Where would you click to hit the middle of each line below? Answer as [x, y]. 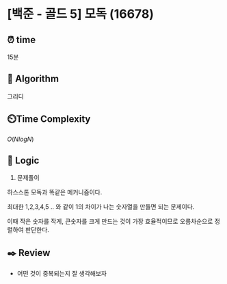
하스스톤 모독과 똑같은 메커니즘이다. [55, 192]
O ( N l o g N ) [21, 139]
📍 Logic [23, 160]
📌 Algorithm [33, 79]
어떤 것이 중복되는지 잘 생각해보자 [62, 274]
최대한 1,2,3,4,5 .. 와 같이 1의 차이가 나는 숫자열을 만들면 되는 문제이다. [101, 207]
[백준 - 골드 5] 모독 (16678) [81, 14]
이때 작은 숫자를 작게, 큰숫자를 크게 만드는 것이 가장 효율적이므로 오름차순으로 [110, 221]
